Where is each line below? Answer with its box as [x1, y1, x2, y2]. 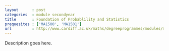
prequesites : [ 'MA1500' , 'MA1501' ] [5, 21, 82, 27]
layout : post [5, 7, 46, 13]
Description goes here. [5, 40, 52, 46]
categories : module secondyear [5, 12, 75, 17]
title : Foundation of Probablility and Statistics [5, 17, 129, 22]
